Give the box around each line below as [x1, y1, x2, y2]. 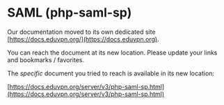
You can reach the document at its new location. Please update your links [7, 48, 218, 57]
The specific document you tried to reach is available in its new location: [7, 69, 214, 77]
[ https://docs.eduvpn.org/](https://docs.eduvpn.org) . [7, 35, 159, 43]
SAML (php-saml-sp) [7, 5, 132, 21]
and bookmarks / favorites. [7, 55, 85, 64]
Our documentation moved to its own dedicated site [7, 28, 156, 36]
